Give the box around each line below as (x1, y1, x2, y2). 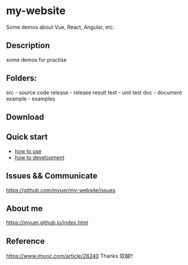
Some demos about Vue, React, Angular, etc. (6, 24, 115, 31)
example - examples (6, 95, 56, 102)
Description (6, 41, 50, 51)
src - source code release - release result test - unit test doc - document (6, 89, 182, 96)
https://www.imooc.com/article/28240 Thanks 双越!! (6, 253, 133, 260)
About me (6, 203, 43, 213)
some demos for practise (6, 56, 67, 63)
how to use (14, 147, 42, 155)
